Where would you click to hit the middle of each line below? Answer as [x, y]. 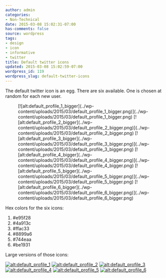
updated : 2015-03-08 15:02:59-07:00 [44, 67]
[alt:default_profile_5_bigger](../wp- [55, 171]
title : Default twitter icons [37, 62]
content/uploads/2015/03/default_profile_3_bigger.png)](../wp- [84, 144]
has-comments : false [27, 29]
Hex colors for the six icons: [35, 208]
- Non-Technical [22, 19]
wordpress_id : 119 [25, 72]
